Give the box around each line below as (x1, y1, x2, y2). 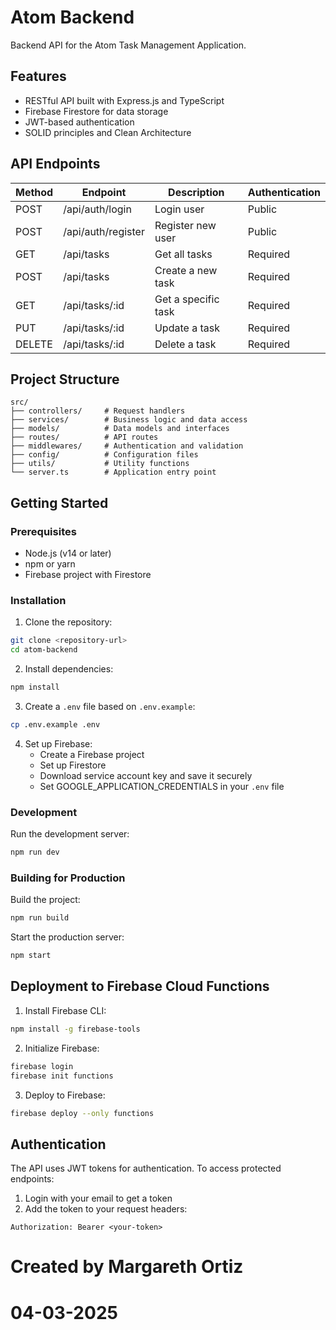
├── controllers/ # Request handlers (10, 406, 186, 416)
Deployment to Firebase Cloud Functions (10, 978, 270, 995)
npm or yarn (24, 558, 76, 570)
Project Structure (10, 371, 120, 388)
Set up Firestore (39, 759, 107, 771)
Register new (154, 218, 217, 232)
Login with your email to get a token (24, 1192, 173, 1205)
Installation (10, 593, 67, 607)
